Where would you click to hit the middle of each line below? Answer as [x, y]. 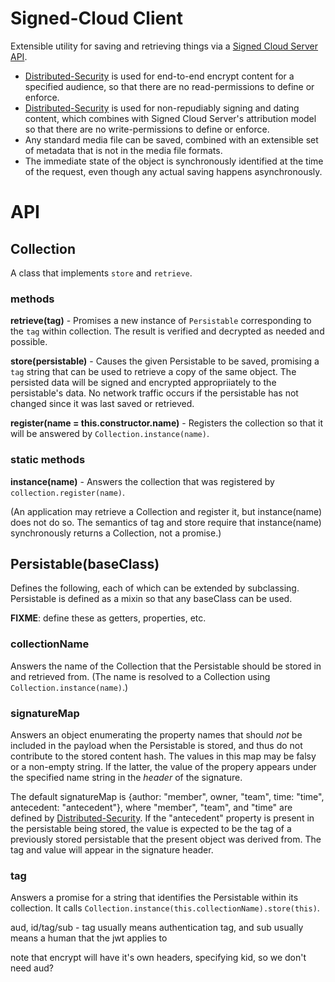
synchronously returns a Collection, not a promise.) [116, 533]
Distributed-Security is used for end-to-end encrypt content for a [159, 76]
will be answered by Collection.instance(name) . [110, 434]
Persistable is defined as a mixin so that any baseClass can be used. [151, 599]
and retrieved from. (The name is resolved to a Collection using [140, 676]
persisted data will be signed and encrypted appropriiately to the [143, 383]
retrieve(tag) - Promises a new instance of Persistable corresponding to [161, 321]
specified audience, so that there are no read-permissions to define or [169, 86]
